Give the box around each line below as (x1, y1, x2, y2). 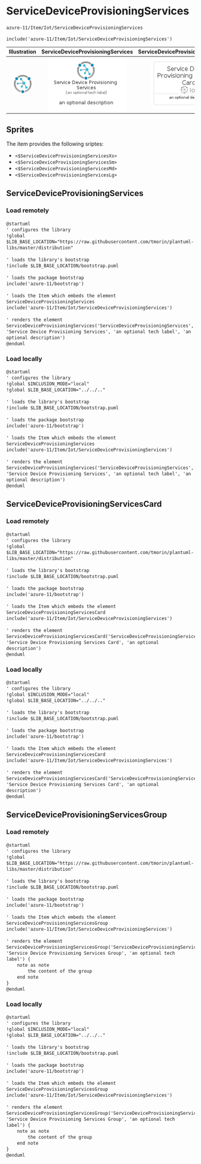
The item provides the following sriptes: (6, 140, 104, 148)
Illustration (8, 48, 37, 55)
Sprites (6, 124, 34, 134)
